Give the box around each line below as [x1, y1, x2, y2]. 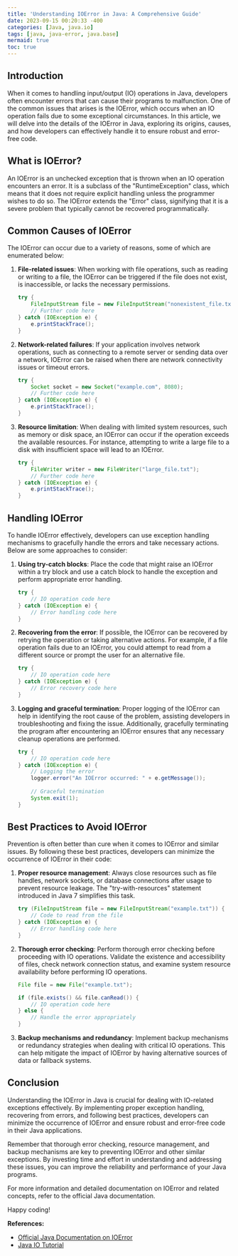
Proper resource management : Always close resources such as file [17, 869, 217, 877]
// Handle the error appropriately [31, 1014, 136, 1021]
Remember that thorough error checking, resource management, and [7, 1140, 210, 1148]
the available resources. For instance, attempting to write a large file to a [17, 438, 229, 446]
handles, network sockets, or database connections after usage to [17, 876, 212, 885]
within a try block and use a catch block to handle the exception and [17, 567, 218, 576]
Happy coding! [7, 1205, 51, 1214]
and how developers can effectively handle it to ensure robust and [7, 126, 202, 135]
